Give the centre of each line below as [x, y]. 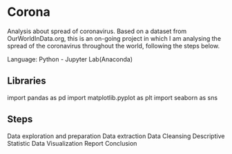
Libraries [27, 81]
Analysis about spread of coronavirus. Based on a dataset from [97, 31]
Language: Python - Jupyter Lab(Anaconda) [70, 59]
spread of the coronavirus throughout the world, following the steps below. [113, 46]
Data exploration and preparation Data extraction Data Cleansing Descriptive [116, 136]
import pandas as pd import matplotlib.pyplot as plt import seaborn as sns [113, 97]
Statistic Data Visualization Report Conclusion [72, 143]
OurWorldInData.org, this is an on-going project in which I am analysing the [114, 38]
